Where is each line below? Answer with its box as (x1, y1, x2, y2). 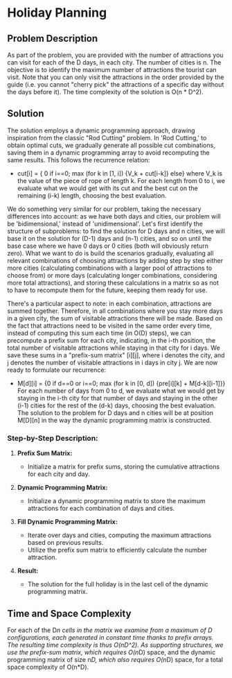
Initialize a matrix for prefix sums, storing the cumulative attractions (27, 463, 220, 471)
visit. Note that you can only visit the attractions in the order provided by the (7, 73, 224, 81)
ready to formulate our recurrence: (7, 366, 106, 374)
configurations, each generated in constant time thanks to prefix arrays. (7, 633, 214, 641)
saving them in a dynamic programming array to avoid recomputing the (7, 148, 210, 157)
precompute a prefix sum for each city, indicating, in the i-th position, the (7, 336, 216, 344)
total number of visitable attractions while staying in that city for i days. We (7, 344, 220, 352)
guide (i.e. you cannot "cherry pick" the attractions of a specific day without (7, 80, 224, 88)
